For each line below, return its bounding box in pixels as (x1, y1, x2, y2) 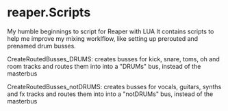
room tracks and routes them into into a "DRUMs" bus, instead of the (7, 62, 201, 70)
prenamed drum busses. (7, 42, 77, 50)
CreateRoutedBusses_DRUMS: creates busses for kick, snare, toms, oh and (7, 54, 220, 63)
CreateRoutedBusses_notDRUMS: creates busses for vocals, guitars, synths (7, 82, 222, 91)
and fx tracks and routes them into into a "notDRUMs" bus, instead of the (7, 90, 214, 98)
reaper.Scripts (7, 5, 91, 20)
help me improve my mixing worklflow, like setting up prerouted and (7, 34, 199, 42)
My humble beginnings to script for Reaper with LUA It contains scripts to (7, 27, 214, 35)
